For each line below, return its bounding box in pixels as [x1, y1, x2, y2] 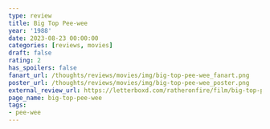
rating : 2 [8, 57, 42, 65]
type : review [8, 11, 52, 20]
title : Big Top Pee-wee [8, 19, 88, 27]
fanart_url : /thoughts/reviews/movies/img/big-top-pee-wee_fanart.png [8, 71, 250, 79]
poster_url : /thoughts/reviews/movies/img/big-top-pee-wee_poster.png [8, 79, 250, 87]
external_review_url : [8, 86, 81, 95]
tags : [8, 101, 27, 109]
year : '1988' [8, 26, 52, 34]
